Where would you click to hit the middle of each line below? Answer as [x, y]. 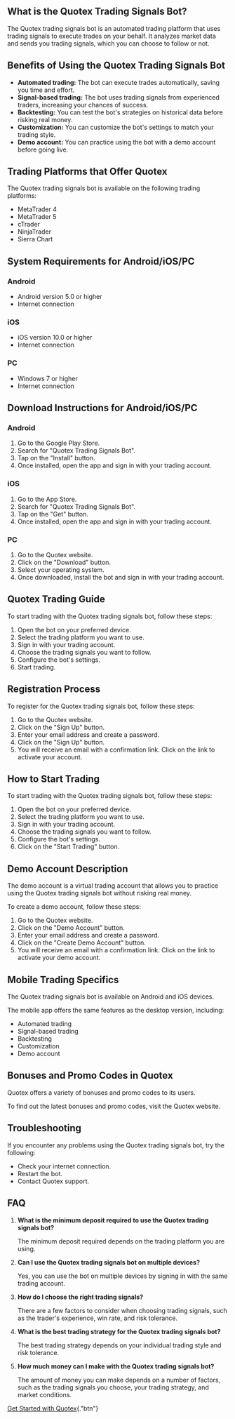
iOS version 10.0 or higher [55, 338]
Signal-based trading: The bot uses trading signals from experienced [118, 97]
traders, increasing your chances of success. [83, 105]
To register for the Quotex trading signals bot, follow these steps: [101, 706]
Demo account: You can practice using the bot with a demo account [116, 142]
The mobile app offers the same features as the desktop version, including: [116, 1011]
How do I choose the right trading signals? [80, 1297]
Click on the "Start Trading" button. [68, 847]
